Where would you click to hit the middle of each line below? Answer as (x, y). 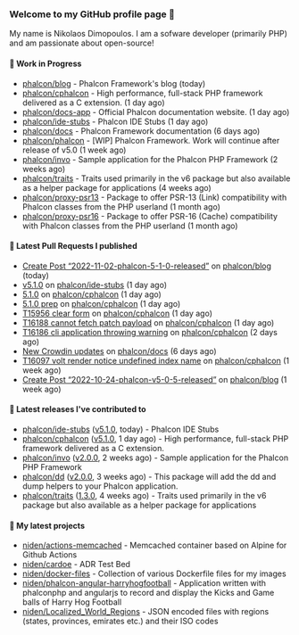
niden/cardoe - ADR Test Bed (76, 565)
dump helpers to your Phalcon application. (100, 486)
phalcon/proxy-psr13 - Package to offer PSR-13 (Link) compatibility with (154, 197)
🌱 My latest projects (47, 525)
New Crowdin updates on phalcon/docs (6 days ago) (119, 350)
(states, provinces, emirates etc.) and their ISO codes (120, 621)
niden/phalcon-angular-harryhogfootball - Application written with (144, 583)
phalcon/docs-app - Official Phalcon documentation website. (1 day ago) (156, 111)
